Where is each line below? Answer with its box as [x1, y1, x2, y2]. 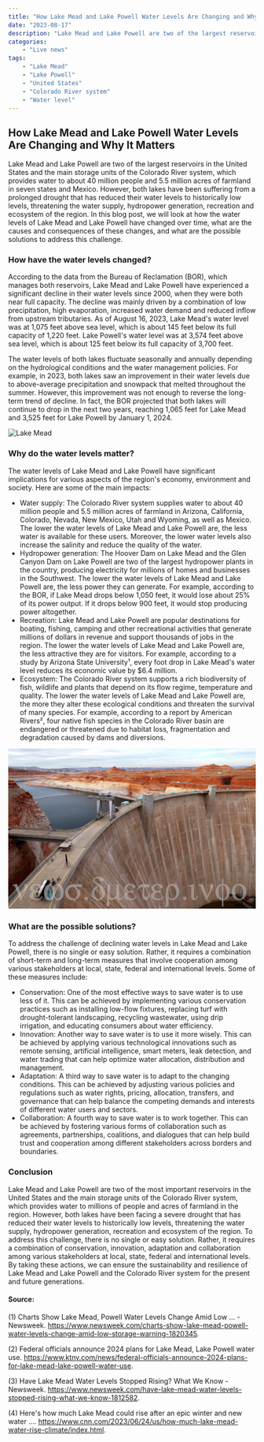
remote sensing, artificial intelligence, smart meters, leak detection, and [19, 1046, 251, 1056]
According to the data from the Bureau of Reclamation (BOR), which [8, 272, 228, 281]
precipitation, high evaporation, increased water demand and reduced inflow [8, 306, 256, 315]
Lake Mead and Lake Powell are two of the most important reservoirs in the [8, 1184, 251, 1194]
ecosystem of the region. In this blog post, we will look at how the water [8, 210, 241, 219]
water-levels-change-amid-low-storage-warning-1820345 [8, 1328, 198, 1338]
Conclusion [8, 1167, 53, 1178]
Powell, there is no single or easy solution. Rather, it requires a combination [8, 947, 251, 957]
